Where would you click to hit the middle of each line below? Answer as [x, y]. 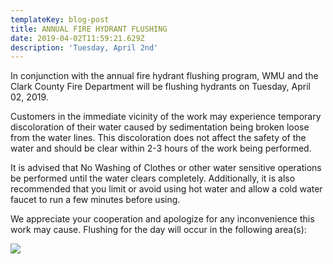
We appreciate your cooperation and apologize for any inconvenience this [162, 219]
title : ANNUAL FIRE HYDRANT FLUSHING [89, 29]
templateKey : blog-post [60, 19]
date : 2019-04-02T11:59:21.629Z [77, 38]
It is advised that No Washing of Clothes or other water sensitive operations [166, 168]
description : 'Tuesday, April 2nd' [84, 47]
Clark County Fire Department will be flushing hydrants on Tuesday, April [160, 87]
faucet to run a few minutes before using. [95, 200]
